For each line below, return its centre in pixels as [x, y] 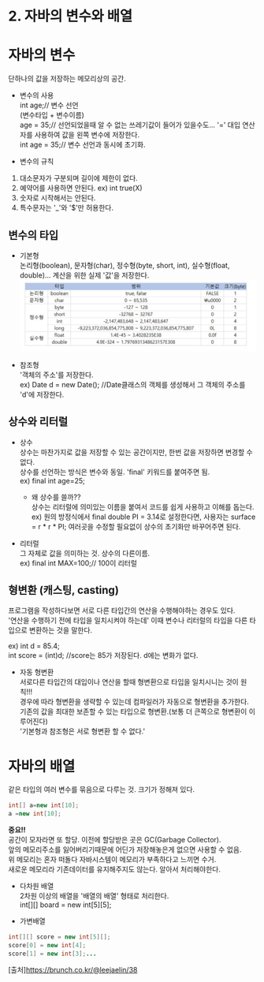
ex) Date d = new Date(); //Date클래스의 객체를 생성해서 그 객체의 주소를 [132, 384]
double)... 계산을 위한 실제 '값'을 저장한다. [84, 275]
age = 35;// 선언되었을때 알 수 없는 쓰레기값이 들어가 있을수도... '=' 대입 [130, 125]
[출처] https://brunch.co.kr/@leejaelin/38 [73, 969]
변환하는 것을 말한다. [61, 630]
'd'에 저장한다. [42, 394]
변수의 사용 [37, 95]
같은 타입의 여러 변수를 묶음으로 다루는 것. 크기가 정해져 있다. [102, 790]
